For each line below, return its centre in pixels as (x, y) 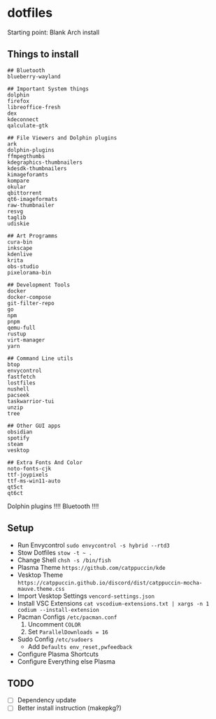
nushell (19, 389)
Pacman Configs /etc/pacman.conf (67, 617)
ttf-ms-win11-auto (34, 481)
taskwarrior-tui (31, 401)
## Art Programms (33, 236)
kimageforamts (28, 174)
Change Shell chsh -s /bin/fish (64, 560)
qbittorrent (24, 193)
